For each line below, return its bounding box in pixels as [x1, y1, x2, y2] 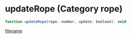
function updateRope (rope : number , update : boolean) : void [5, 19, 127, 24]
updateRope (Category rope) [5, 3, 123, 14]
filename [5, 28, 23, 34]
